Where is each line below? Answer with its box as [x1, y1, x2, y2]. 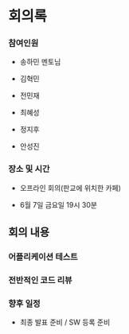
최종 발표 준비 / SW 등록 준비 [19, 317, 111, 327]
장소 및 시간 [8, 164, 50, 175]
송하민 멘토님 [19, 57, 61, 67]
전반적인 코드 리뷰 [8, 275, 73, 286]
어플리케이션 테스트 [8, 251, 78, 262]
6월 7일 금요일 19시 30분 [19, 200, 98, 209]
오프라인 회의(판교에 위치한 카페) [19, 183, 122, 192]
